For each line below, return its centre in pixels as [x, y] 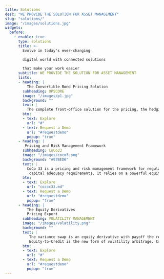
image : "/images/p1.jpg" [48, 96]
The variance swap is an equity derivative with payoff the [91, 237]
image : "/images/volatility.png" [57, 223]
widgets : [14, 28]
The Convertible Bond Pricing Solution [67, 87]
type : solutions [34, 42]
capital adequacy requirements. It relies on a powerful [88, 173]
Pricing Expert [42, 214]
